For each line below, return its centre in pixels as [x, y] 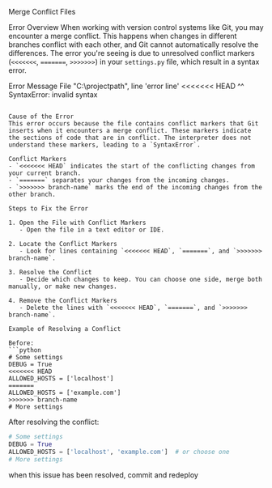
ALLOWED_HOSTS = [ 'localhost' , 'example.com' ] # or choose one [119, 452]
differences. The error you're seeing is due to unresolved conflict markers [132, 53]
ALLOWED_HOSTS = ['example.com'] [65, 393]
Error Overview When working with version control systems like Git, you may [136, 27]
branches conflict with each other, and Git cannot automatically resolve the [134, 45]
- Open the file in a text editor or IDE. [91, 230]
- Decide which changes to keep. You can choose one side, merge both [141, 279]
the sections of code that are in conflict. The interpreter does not [130, 138]
